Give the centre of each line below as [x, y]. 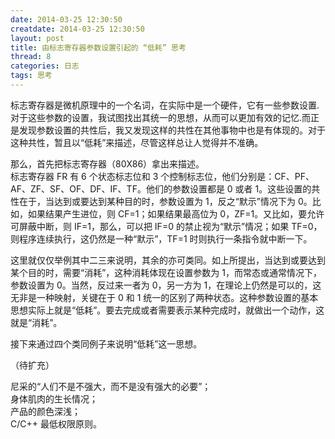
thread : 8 [31, 57]
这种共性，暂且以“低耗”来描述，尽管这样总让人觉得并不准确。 [137, 142]
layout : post [37, 38]
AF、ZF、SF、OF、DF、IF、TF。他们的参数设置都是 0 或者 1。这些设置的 [161, 188]
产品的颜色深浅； [45, 411]
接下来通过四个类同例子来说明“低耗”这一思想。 [106, 343]
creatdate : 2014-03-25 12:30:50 [77, 29]
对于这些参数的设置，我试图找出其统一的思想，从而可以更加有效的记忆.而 [161, 117]
